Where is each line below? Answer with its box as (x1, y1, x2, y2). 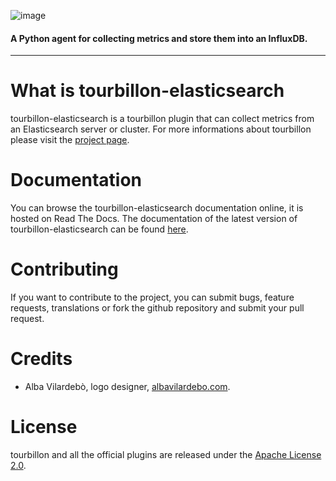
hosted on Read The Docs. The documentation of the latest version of (10, 213, 298, 225)
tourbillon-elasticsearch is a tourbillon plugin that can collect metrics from (10, 113, 315, 125)
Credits (10, 348, 73, 370)
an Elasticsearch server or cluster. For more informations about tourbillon (10, 123, 312, 135)
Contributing (10, 258, 119, 281)
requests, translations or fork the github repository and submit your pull (10, 302, 305, 314)
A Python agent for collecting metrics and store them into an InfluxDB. (10, 32, 308, 44)
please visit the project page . (10, 134, 130, 146)
